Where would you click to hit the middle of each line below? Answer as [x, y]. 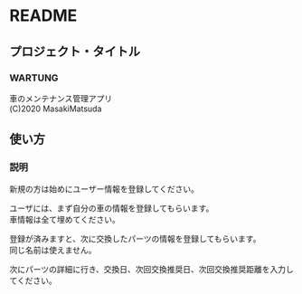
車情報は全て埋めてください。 [65, 219]
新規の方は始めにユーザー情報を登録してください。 [104, 189]
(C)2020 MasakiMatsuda [56, 109]
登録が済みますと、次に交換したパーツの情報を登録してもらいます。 [135, 238]
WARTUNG [34, 78]
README [43, 16]
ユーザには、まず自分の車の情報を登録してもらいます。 [112, 208]
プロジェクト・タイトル [75, 51]
